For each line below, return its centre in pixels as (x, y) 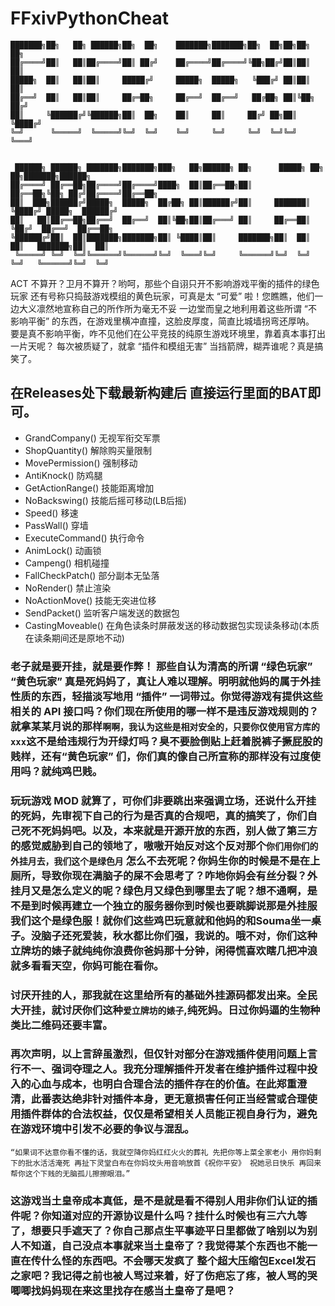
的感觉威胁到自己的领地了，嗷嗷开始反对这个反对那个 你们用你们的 (164, 845)
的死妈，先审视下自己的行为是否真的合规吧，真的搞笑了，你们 (159, 815)
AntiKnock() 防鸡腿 (63, 475)
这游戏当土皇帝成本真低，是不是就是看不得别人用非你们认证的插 (164, 1200)
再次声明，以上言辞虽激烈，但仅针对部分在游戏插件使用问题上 (159, 1054)
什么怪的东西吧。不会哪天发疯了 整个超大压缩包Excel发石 (179, 1260)
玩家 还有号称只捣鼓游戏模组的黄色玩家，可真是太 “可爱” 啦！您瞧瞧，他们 (162, 296)
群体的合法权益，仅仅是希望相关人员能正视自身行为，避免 (179, 1114)
